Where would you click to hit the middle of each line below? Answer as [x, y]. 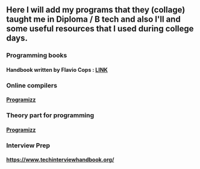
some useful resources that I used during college [100, 29]
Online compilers [32, 85]
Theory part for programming [50, 115]
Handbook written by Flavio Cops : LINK [57, 69]
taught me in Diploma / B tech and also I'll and [93, 20]
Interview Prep [28, 145]
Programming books [37, 56]
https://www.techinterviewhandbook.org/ [60, 160]
